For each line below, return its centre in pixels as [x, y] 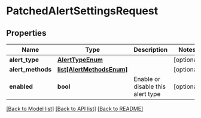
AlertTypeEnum [80, 60]
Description [151, 50]
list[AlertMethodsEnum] [92, 69]
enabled [21, 86]
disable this [150, 86]
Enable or [147, 79]
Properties [26, 33]
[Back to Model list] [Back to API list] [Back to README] [75, 109]
